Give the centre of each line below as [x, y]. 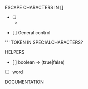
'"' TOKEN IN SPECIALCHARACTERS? [44, 42]
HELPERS [15, 52]
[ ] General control [31, 32]
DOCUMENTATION [24, 82]
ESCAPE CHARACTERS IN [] [34, 7]
